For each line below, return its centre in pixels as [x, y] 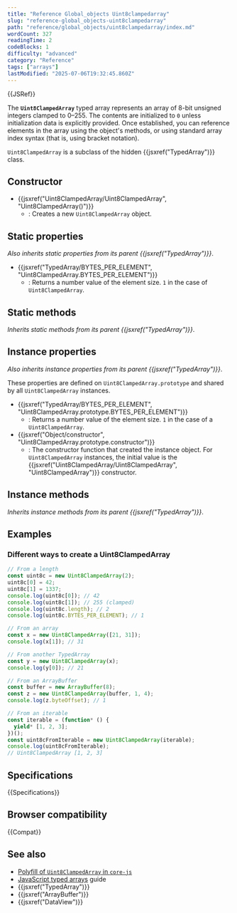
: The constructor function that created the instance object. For [120, 449]
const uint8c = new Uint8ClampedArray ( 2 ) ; [71, 576]
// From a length [33, 569]
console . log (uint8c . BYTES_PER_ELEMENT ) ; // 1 [76, 616]
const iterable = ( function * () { [59, 720]
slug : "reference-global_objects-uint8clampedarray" [87, 21]
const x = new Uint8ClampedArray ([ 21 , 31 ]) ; [74, 635]
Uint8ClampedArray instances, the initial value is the [103, 457]
